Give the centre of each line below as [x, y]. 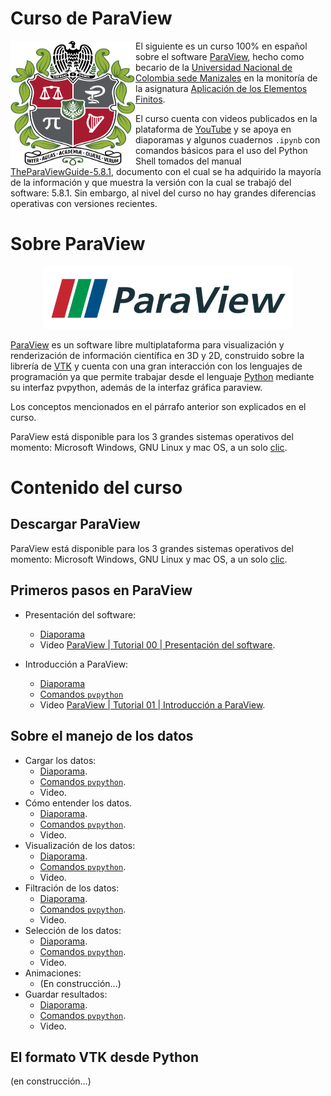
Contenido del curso [96, 488]
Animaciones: [53, 973]
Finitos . [150, 99]
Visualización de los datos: [80, 845]
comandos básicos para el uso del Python [221, 150]
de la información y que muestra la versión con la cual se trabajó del [151, 182]
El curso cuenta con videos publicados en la [226, 118]
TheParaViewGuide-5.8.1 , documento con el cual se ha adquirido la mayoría [166, 171]
